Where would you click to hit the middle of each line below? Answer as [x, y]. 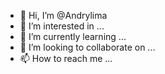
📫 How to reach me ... [66, 58]
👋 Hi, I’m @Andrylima [63, 15]
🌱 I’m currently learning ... [73, 36]
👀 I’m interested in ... [62, 26]
